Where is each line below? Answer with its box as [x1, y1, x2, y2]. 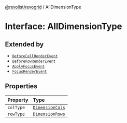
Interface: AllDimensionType [5, 21, 122, 32]
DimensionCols [33, 105, 65, 110]
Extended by [5, 40, 44, 48]
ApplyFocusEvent [12, 64, 45, 69]
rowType [7, 111, 25, 117]
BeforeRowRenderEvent [12, 59, 56, 64]
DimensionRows [33, 111, 65, 117]
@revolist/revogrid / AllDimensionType [5, 4, 81, 10]
